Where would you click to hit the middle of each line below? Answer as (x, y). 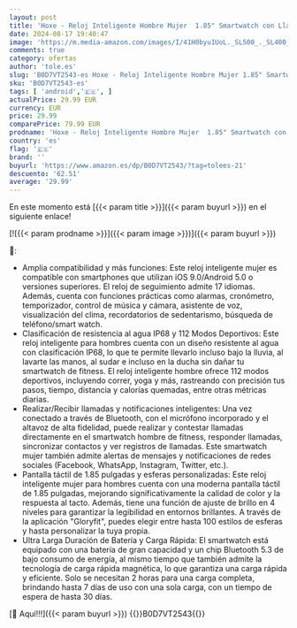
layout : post (33, 17)
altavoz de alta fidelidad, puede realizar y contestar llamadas (133, 428)
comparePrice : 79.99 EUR (55, 125)
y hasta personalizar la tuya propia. (86, 531)
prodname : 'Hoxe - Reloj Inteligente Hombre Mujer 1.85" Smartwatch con (148, 133)
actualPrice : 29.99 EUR (53, 100)
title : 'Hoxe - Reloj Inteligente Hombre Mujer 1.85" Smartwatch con (142, 26)
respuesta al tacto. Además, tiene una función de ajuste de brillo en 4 (148, 503)
